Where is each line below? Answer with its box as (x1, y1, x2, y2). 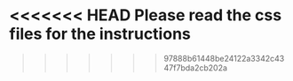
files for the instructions (9, 24, 191, 44)
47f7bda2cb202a (163, 63, 228, 73)
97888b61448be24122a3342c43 (163, 53, 285, 63)
